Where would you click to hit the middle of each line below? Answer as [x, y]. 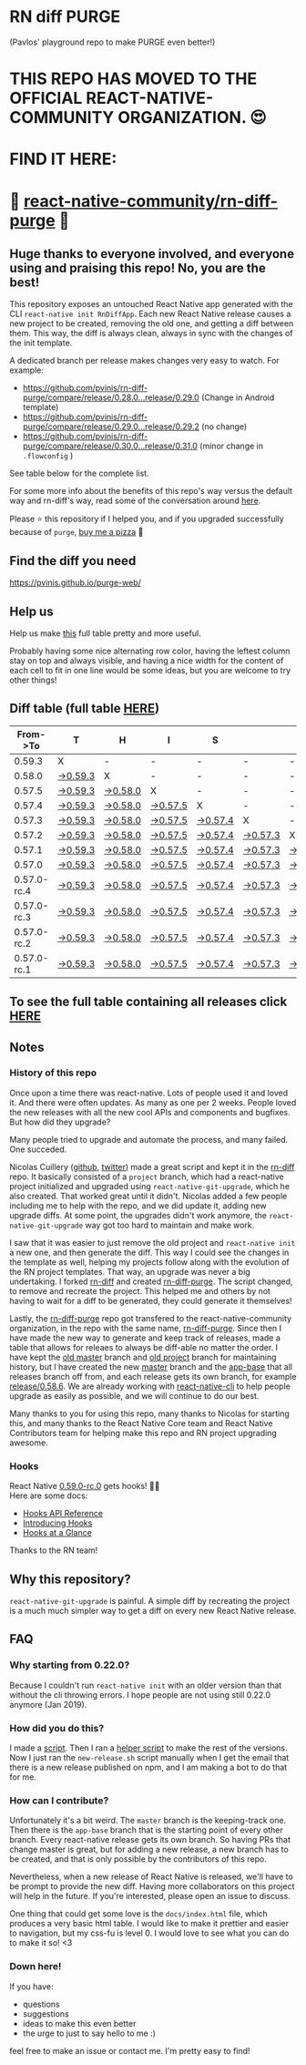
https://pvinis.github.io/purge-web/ [75, 583]
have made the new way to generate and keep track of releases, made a [145, 1338]
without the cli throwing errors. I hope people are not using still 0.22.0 [140, 1695]
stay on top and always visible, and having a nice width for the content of [147, 660]
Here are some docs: [49, 1495]
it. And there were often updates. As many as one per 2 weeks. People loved [153, 1102]
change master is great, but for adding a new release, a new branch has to [149, 1849]
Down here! [36, 1967]
